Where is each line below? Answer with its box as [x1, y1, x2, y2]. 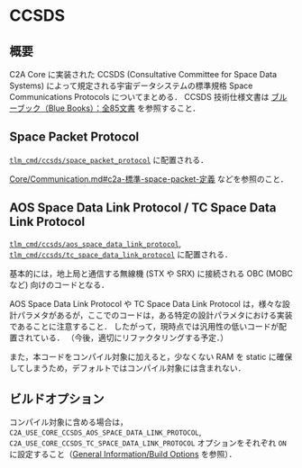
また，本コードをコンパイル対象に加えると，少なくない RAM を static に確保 [9, 351, 293, 362]
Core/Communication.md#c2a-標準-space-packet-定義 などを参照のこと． [9, 173, 288, 184]
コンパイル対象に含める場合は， [9, 417, 128, 427]
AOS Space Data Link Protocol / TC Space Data [9, 200, 277, 216]
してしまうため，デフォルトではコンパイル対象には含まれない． [9, 362, 246, 373]
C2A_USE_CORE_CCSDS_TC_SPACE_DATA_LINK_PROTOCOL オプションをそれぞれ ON [9, 437, 287, 448]
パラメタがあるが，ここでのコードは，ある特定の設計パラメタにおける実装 [16, 310, 293, 320]
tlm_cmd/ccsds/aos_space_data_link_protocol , [9, 238, 182, 248]
